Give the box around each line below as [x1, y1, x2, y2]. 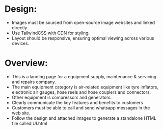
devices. [11, 40, 29, 46]
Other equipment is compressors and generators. [11, 94, 112, 100]
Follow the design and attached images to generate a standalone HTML [11, 115, 157, 121]
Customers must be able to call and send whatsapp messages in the [11, 105, 150, 110]
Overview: [4, 58, 48, 69]
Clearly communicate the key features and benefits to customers [11, 99, 143, 106]
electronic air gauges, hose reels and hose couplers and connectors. [11, 89, 151, 95]
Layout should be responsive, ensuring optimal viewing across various [11, 35, 154, 41]
